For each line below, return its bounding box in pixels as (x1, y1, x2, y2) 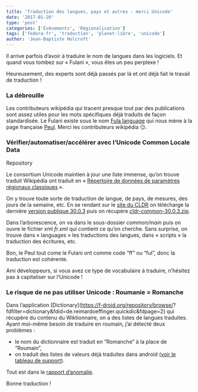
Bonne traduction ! (6, 380, 51, 387)
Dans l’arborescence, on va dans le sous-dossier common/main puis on (6, 219, 181, 226)
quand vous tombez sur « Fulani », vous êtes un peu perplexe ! (6, 59, 160, 66)
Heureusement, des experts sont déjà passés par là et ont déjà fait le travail (6, 70, 190, 77)
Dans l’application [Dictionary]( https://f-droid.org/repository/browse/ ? (6, 301, 176, 309)
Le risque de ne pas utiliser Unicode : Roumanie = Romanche (6, 288, 184, 296)
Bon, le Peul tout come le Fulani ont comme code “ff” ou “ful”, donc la (6, 249, 176, 256)
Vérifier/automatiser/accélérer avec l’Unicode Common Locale (6, 139, 190, 147)
